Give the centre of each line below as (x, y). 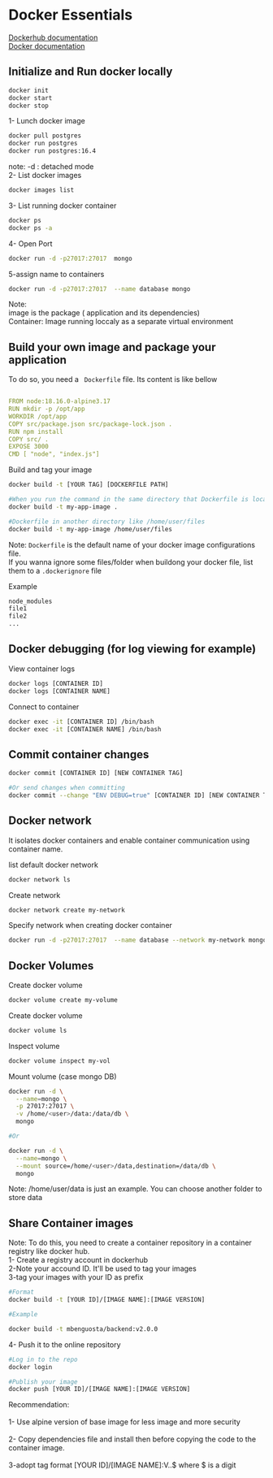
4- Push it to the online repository (65, 1344)
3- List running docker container (63, 206)
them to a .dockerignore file (55, 570)
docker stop (28, 106)
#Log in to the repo (43, 1359)
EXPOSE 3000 (28, 447)
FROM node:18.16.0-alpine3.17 (60, 401)
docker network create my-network (67, 910)
